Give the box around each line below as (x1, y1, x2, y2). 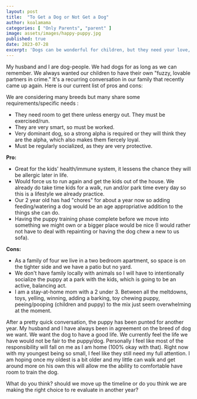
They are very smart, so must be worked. (14, 123, 115, 130)
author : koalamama (6, 19, 51, 25)
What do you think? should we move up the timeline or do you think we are (6, 380, 187, 387)
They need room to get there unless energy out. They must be (14, 111, 166, 118)
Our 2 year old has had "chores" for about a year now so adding (14, 196, 171, 203)
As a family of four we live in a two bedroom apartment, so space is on (14, 257, 186, 264)
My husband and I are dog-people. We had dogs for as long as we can (6, 63, 177, 70)
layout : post (6, 8, 38, 15)
